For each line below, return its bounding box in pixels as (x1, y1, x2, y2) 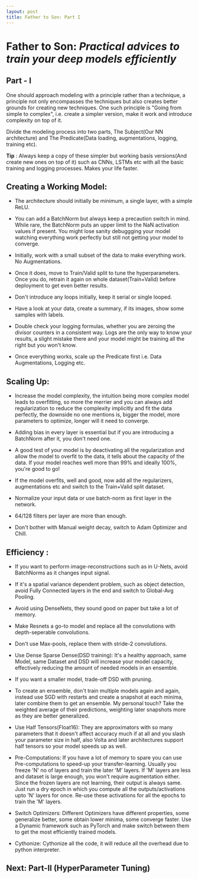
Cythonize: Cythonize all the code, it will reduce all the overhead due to (14, 839, 189, 846)
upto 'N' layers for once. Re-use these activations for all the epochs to (14, 791, 186, 799)
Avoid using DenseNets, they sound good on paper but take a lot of (14, 605, 179, 612)
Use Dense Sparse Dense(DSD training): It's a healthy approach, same (14, 651, 187, 658)
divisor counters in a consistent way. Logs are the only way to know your (14, 329, 192, 336)
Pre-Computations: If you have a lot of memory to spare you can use (14, 754, 182, 761)
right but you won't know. (14, 341, 77, 349)
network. (14, 501, 37, 508)
